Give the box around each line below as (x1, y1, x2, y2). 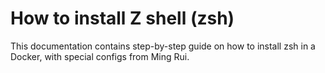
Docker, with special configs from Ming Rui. (10, 50, 190, 62)
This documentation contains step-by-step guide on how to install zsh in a (10, 40, 316, 52)
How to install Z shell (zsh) (10, 7, 235, 30)
